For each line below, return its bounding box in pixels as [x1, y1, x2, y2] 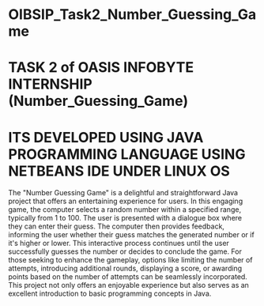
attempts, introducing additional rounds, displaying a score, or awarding [8, 263, 243, 274]
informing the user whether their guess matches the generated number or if [8, 230, 255, 240]
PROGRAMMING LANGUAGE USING [8, 145, 246, 163]
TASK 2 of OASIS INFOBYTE [8, 59, 194, 77]
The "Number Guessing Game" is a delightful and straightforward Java [8, 188, 239, 198]
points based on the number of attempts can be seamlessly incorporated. [8, 272, 247, 281]
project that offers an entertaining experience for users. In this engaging [8, 196, 243, 206]
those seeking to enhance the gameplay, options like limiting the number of [8, 255, 253, 265]
